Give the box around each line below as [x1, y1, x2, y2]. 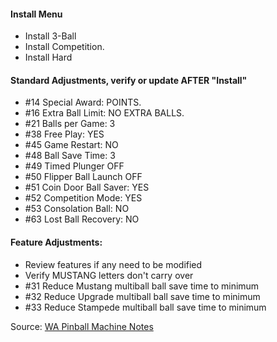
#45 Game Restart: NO [24, 139, 119, 151]
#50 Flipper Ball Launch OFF [24, 171, 143, 183]
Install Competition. [24, 41, 105, 53]
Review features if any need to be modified [24, 258, 203, 270]
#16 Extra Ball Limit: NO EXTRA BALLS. [24, 107, 185, 119]
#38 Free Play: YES [24, 128, 105, 140]
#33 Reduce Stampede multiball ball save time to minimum [24, 301, 267, 313]
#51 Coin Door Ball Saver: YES [24, 181, 150, 194]
